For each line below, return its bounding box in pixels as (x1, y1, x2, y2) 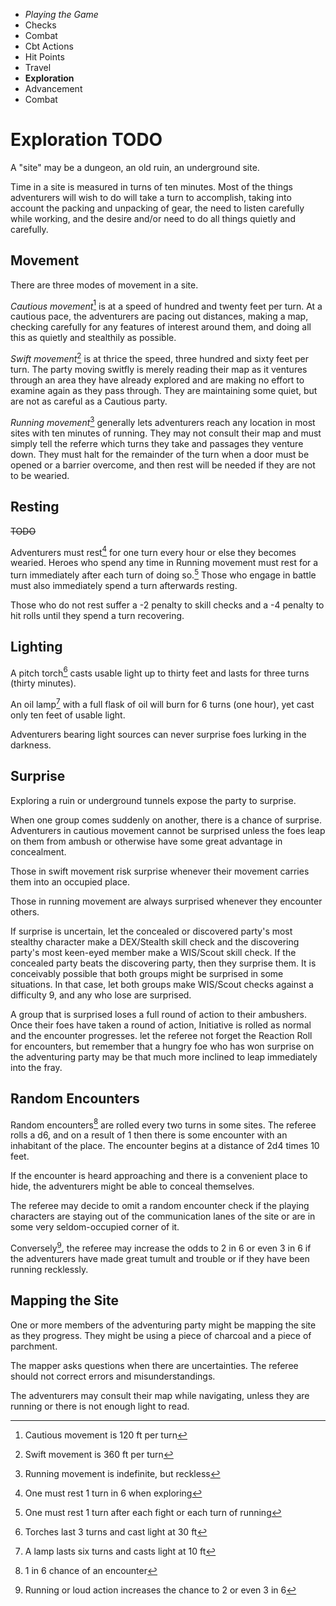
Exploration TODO (10, 129, 163, 151)
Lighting (10, 639, 63, 656)
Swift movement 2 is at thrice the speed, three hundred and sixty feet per (10, 351, 309, 365)
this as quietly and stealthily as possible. (10, 332, 177, 344)
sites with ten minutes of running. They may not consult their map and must (10, 427, 322, 439)
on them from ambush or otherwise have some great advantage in (10, 835, 283, 847)
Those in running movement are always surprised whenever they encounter (10, 895, 323, 907)
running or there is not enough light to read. (10, 1400, 190, 1412)
